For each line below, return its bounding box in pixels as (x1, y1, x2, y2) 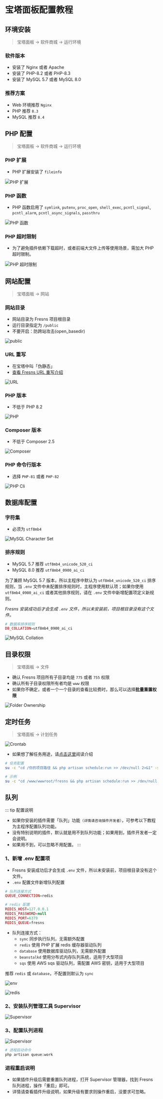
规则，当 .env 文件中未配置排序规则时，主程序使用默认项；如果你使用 (5, 583, 144, 589)
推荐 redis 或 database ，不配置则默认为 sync (5, 970, 94, 976)
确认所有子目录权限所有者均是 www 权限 (12, 680, 90, 686)
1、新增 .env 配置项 (5, 855, 50, 862)
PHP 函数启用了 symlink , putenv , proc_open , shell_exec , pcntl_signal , (12, 205, 151, 210)
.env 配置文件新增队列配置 (12, 879, 65, 885)
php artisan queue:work (5, 1052, 53, 1057)
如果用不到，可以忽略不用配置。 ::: (12, 842, 81, 848)
